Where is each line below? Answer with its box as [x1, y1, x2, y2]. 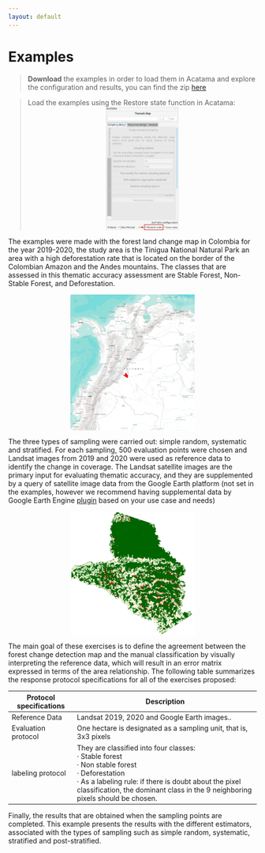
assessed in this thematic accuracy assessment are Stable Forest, [8, 270, 222, 280]
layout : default [8, 13, 62, 21]
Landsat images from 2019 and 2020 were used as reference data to [8, 453, 231, 462]
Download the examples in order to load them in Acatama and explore [27, 74, 256, 83]
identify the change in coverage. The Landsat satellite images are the [8, 462, 233, 471]
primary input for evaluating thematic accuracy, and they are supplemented [8, 470, 253, 480]
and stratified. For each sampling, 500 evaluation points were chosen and [8, 445, 247, 455]
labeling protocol [11, 768, 67, 778]
